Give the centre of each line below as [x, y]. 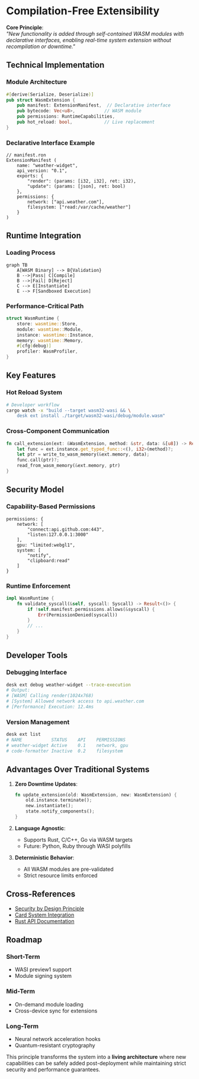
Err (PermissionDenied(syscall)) [78, 615]
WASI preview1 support [43, 970]
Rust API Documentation [44, 921]
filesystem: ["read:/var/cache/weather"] [79, 207]
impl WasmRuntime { [30, 598]
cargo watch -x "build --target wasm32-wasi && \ [69, 410]
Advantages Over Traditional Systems [78, 769]
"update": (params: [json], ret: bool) [77, 186]
